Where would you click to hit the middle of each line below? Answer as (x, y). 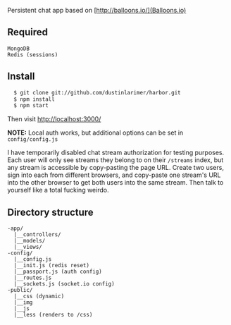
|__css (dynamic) (39, 296)
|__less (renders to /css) (53, 315)
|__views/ (28, 247)
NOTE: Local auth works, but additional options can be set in (95, 133)
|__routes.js (33, 278)
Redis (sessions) (33, 55)
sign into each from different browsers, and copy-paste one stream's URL (114, 175)
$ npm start (31, 106)
